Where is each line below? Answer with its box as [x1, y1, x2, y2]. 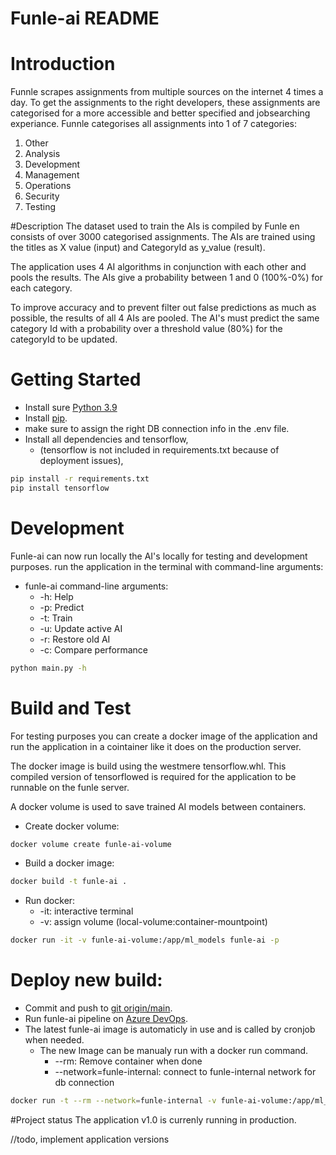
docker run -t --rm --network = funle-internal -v [10, 1096, 217, 1106]
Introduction [10, 53, 116, 76]
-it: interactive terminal [39, 905, 134, 917]
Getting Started [10, 368, 142, 391]
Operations [24, 180, 72, 192]
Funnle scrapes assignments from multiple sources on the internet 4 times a [10, 86, 324, 98]
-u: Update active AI [39, 622, 123, 634]
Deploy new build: [10, 969, 163, 992]
